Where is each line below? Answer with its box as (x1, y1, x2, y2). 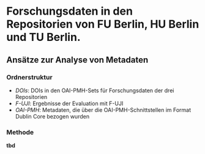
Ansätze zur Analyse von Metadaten (6, 54, 149, 65)
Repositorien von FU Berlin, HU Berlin (6, 17, 199, 31)
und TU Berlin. (6, 31, 81, 44)
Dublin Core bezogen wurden (15, 112, 90, 120)
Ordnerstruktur (6, 73, 53, 81)
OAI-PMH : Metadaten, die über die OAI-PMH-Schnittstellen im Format (15, 106, 192, 114)
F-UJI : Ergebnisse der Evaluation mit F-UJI (15, 100, 124, 107)
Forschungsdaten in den (6, 4, 133, 18)
